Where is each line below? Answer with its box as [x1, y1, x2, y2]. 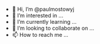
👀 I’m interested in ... [12, 12, 64, 19]
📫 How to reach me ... [12, 32, 68, 38]
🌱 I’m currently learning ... [12, 18, 77, 25]
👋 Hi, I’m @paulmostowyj [12, 6, 75, 12]
